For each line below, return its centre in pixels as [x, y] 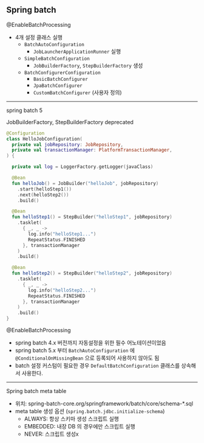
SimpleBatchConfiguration [57, 58]
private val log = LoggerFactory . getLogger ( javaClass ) [83, 167]
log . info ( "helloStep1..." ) [62, 234]
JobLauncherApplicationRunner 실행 [77, 51]
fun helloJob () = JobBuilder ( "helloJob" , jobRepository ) [85, 183]
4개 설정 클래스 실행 [39, 37]
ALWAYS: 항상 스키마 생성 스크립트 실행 [72, 419]
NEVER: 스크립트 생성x [51, 434]
